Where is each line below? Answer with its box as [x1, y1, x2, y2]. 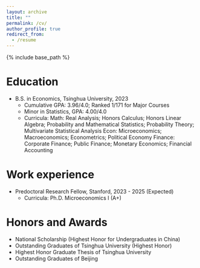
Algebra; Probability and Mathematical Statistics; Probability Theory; [24, 121, 195, 128]
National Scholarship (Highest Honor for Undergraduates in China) [15, 235, 181, 243]
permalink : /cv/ [6, 20, 47, 26]
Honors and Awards [6, 216, 108, 229]
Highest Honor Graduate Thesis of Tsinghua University [15, 248, 152, 255]
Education [6, 75, 59, 89]
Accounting [24, 146, 53, 153]
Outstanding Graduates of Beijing [15, 255, 98, 262]
